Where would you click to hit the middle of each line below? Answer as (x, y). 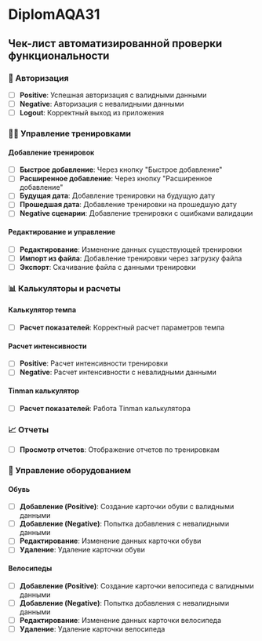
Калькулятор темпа (42, 310)
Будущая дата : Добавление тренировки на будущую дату (117, 196)
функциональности (59, 55)
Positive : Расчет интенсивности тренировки (94, 363)
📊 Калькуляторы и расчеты (65, 288)
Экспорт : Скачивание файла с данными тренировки (107, 267)
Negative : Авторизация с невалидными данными (102, 104)
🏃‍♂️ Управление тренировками (70, 133)
